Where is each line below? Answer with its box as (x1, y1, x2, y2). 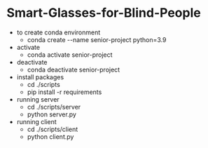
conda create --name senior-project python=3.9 (27, 35, 167, 43)
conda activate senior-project (27, 51, 113, 59)
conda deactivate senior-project (27, 65, 120, 74)
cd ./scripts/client (27, 125, 78, 133)
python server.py (27, 110, 76, 119)
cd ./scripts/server (27, 102, 81, 111)
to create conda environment (16, 28, 101, 36)
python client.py (27, 132, 74, 141)
